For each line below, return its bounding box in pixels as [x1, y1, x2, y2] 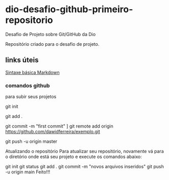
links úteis [5, 56, 39, 65]
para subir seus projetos [5, 94, 57, 100]
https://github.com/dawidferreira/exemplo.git [5, 129, 101, 135]
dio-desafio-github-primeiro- [5, 4, 133, 15]
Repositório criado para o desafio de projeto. [5, 41, 100, 47]
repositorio [5, 14, 53, 26]
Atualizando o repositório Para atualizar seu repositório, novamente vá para [5, 148, 164, 155]
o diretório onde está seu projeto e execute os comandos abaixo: [5, 154, 142, 160]
